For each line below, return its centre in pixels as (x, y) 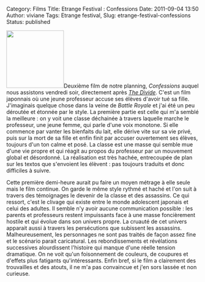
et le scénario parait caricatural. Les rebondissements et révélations (92, 241)
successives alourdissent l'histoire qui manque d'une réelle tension (91, 247)
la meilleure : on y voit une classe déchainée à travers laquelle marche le (98, 118)
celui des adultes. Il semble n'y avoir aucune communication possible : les (100, 208)
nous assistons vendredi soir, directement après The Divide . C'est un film (99, 92)
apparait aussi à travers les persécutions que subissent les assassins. (94, 228)
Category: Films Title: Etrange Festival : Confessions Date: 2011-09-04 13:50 (102, 9)
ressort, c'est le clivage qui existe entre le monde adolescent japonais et (97, 202)
